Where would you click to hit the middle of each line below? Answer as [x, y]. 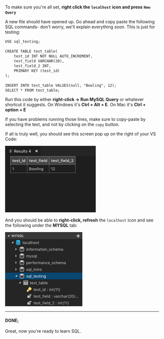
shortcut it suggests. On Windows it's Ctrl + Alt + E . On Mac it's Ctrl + [75, 105]
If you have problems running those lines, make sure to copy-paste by [75, 119]
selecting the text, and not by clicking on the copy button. [62, 124]
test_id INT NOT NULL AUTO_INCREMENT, [53, 56]
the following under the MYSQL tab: [41, 225]
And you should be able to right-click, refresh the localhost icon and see [79, 220]
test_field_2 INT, [32, 66]
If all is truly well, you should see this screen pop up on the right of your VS [81, 134]
